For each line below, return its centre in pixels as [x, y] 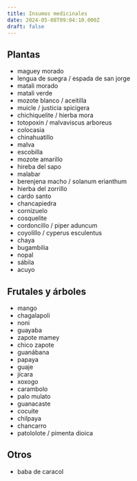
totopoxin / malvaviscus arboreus [64, 122]
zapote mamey [38, 337]
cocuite [28, 411]
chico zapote [35, 345]
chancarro [32, 426]
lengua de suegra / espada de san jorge [74, 79]
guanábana [33, 352]
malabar [29, 174]
